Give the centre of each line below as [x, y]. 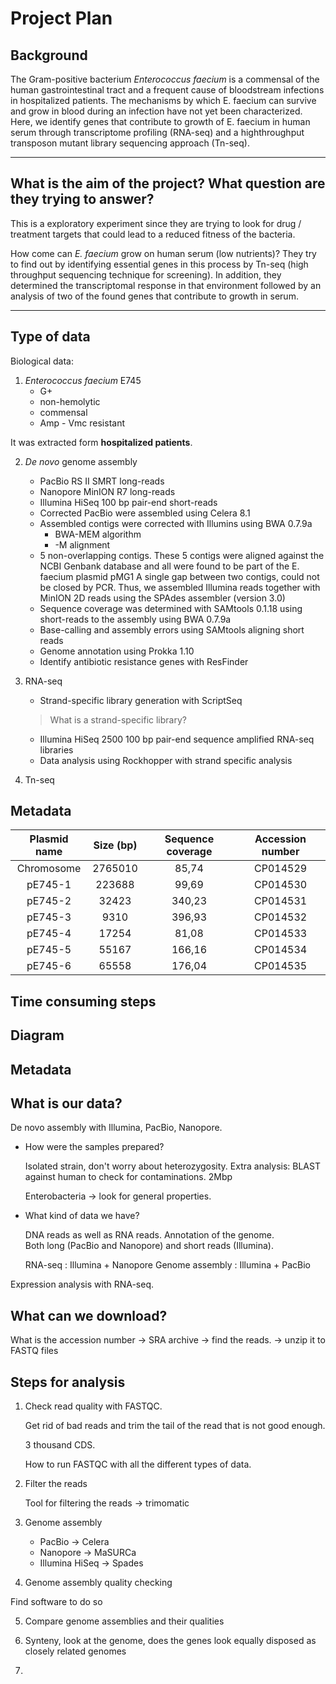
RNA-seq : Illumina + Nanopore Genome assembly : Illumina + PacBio [167, 1265]
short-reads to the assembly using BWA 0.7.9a [135, 619]
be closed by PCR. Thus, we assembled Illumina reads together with [180, 587]
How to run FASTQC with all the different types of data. [138, 1464]
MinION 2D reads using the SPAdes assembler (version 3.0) [162, 598]
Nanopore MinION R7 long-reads [107, 491]
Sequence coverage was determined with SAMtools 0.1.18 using [171, 608]
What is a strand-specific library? [118, 719]
